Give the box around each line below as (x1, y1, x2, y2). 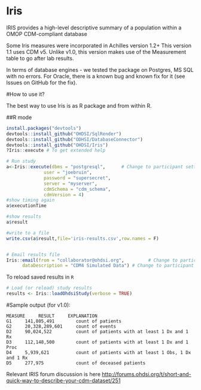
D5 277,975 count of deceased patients (6, 360, 146, 366)
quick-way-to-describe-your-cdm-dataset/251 (6, 377, 121, 384)
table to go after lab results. (6, 54, 74, 62)
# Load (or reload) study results (6, 285, 93, 291)
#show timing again (6, 197, 55, 203)
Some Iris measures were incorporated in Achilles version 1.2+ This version (6, 42, 192, 49)
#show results (6, 214, 42, 220)
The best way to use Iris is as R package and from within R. (6, 102, 152, 109)
